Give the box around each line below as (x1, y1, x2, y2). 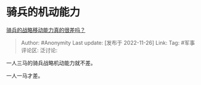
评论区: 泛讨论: (20, 46, 58, 54)
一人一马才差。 (6, 72, 43, 79)
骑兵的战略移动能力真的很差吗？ (6, 26, 85, 34)
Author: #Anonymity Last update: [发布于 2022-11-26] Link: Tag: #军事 (20, 39, 196, 46)
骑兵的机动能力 (6, 5, 81, 19)
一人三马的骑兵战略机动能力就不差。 (6, 59, 96, 66)
